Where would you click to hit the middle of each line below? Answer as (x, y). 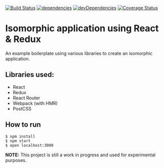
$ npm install (20, 136)
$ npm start (18, 141)
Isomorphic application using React (82, 29)
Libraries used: (30, 75)
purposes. (16, 160)
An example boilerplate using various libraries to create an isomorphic (79, 53)
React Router (26, 98)
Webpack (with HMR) (35, 103)
